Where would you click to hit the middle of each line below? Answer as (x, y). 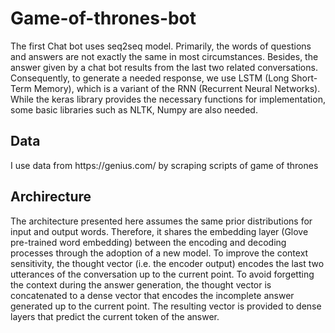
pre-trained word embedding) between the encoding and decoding (148, 242)
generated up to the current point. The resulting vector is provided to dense (166, 306)
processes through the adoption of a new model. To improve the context (159, 253)
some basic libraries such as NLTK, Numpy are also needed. (134, 109)
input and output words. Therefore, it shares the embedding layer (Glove (159, 231)
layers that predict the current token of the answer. (115, 316)
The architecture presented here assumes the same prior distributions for (161, 221)
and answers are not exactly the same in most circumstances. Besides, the (164, 56)
